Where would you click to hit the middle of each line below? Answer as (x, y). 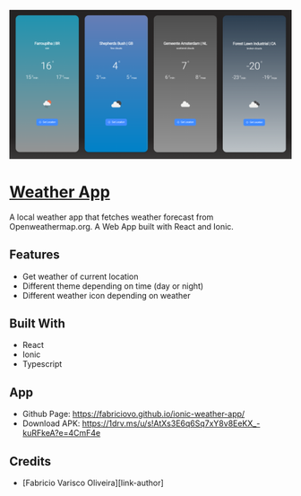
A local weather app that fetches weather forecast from (112, 217)
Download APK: (51, 423)
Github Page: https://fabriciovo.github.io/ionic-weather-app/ (133, 414)
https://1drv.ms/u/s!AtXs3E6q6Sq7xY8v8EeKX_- (171, 423)
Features (34, 255)
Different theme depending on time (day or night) (113, 286)
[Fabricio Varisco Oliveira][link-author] (93, 483)
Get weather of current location (80, 276)
